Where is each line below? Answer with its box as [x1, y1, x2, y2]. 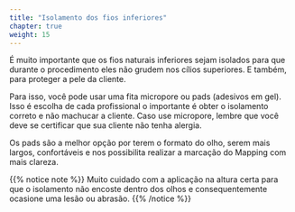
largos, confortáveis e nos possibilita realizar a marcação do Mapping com [9, 147, 287, 158]
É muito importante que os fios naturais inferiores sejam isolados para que [9, 55, 286, 66]
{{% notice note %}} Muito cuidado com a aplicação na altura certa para [9, 174, 279, 185]
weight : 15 [9, 30, 51, 39]
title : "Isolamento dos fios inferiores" [9, 13, 168, 23]
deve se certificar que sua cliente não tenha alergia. [9, 120, 202, 131]
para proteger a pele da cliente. [9, 74, 126, 85]
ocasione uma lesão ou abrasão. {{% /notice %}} [9, 193, 192, 204]
